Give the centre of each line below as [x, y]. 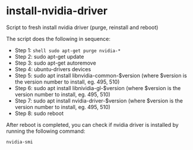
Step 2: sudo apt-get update [49, 56]
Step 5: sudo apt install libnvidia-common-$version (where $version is [101, 75]
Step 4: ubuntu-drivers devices [53, 69]
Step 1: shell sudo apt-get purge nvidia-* [67, 50]
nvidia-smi [20, 142]
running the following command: [46, 131]
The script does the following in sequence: [58, 39]
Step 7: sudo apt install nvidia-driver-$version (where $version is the [99, 100]
